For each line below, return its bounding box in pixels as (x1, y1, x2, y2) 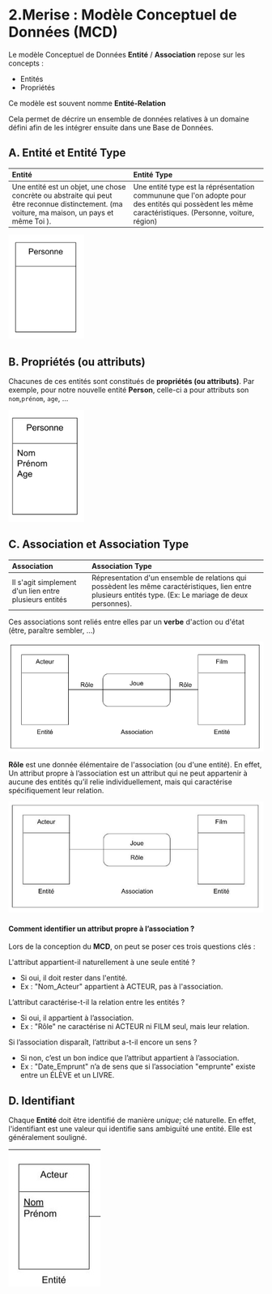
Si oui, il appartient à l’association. (19, 1013, 134, 1023)
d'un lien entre (11, 586, 61, 596)
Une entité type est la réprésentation (133, 182, 255, 191)
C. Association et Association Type (8, 537, 189, 552)
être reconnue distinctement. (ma (11, 199, 123, 208)
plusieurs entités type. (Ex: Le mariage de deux (91, 590, 249, 600)
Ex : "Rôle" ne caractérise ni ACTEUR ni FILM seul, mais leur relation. (19, 1022, 249, 1031)
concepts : (8, 58, 45, 68)
